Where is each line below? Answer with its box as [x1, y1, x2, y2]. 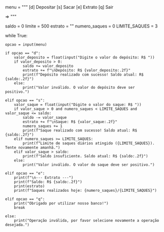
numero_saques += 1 [23, 124, 63, 129]
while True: [5, 33, 28, 38]
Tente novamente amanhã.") [5, 145, 60, 150]
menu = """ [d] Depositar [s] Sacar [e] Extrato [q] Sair [5, 4, 114, 10]
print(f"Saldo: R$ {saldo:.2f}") [14, 180, 82, 184]
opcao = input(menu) [5, 42, 48, 47]
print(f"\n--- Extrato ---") [14, 175, 74, 180]
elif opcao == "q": [5, 197, 45, 202]
